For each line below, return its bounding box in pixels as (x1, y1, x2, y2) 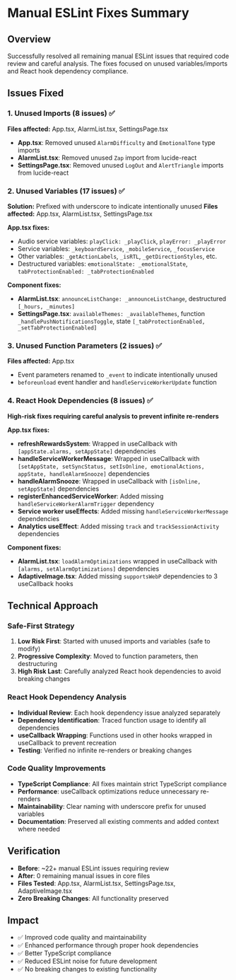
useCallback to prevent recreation (17, 738, 117, 747)
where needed (17, 824, 60, 833)
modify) (17, 645, 41, 653)
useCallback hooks (17, 579, 73, 588)
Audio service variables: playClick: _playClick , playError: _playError (17, 237, 226, 245)
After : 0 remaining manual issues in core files (17, 871, 151, 880)
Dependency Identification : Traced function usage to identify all (17, 716, 206, 724)
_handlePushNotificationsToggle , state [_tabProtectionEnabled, (17, 317, 206, 325)
